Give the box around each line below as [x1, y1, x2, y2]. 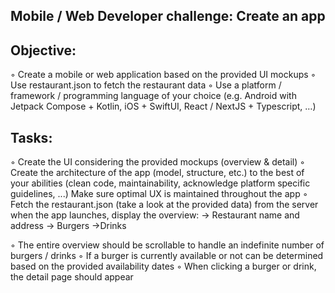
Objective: [10, 42, 77, 59]
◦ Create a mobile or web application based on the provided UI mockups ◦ [10, 69, 317, 81]
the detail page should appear [10, 271, 134, 283]
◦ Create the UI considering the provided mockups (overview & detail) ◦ [10, 156, 306, 168]
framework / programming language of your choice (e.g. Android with [10, 90, 297, 102]
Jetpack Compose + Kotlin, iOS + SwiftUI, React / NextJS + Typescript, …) [10, 100, 317, 113]
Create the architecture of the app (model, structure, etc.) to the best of [10, 167, 305, 179]
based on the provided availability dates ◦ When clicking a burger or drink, [10, 260, 317, 273]
